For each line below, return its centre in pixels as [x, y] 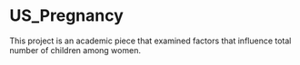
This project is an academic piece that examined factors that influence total [150, 41]
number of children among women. [75, 50]
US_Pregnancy [67, 16]
